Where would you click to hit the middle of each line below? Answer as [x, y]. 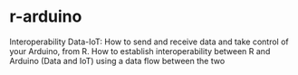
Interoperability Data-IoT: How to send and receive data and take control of [149, 42]
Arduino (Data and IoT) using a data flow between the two [117, 61]
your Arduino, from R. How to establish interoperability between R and [140, 51]
